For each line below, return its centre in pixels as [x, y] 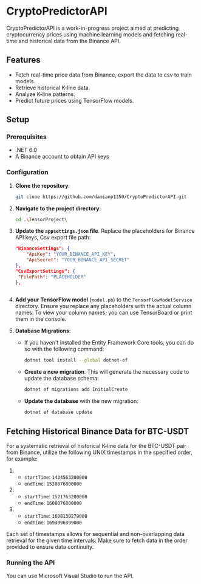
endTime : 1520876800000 [53, 483]
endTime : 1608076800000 [53, 503]
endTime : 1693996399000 [53, 522]
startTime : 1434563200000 [56, 477]
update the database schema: [61, 379]
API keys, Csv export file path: [53, 238]
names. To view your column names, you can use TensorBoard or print [104, 313]
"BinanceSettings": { [42, 249]
